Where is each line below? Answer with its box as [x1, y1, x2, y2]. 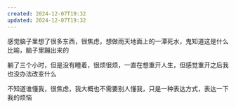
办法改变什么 [19, 69, 57, 78]
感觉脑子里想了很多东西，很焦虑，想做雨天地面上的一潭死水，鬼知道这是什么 [7, 36, 229, 46]
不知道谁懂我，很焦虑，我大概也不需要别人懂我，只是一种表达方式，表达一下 [7, 84, 229, 93]
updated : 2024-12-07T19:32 [7, 17, 86, 24]
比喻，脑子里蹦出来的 [7, 46, 69, 54]
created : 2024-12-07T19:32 [7, 10, 86, 18]
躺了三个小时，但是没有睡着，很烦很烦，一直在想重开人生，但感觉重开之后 [7, 60, 223, 69]
